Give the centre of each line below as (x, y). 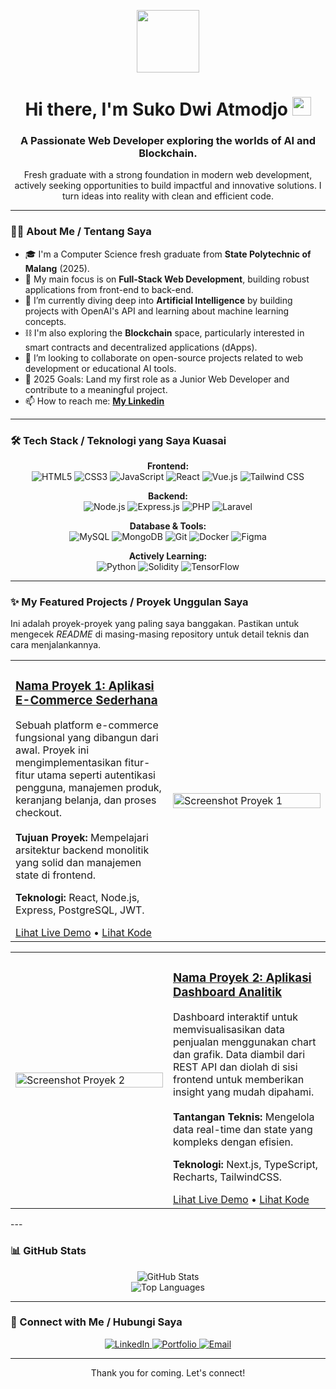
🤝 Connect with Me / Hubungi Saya (96, 1322)
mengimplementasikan (69, 763)
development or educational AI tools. (100, 368)
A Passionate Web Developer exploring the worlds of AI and (168, 141)
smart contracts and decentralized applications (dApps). (141, 347)
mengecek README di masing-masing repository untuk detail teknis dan (160, 634)
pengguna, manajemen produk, (88, 788)
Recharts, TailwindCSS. (227, 1177)
